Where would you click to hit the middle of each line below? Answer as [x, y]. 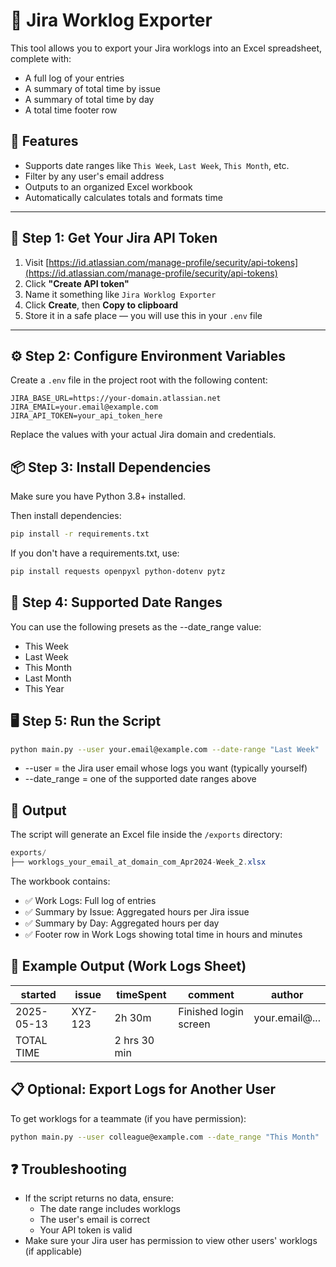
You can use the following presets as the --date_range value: [136, 626]
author [287, 994]
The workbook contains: [60, 881]
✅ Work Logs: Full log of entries [90, 900]
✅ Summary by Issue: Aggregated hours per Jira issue [137, 912]
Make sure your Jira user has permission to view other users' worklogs [171, 1241]
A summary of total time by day [89, 99]
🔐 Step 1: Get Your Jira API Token [114, 238]
